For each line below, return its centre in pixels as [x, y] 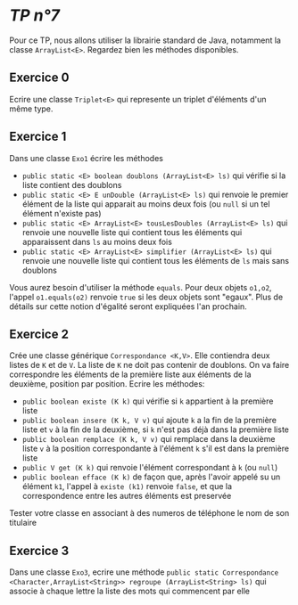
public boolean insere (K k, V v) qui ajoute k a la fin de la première [149, 421]
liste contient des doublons [72, 184]
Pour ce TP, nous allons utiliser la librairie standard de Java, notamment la [145, 40]
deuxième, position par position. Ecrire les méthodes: [107, 384]
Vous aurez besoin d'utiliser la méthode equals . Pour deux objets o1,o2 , [141, 287]
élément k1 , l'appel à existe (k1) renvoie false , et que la [127, 486]
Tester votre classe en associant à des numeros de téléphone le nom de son [149, 513]
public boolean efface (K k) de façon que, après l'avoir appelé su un [151, 477]
